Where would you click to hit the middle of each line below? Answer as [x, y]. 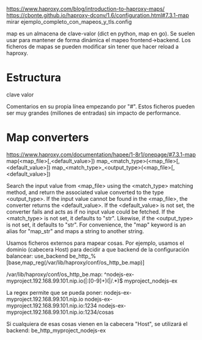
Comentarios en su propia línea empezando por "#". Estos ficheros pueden [101, 106]
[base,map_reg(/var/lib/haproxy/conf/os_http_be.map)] [75, 262]
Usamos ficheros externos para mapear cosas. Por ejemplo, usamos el [95, 243]
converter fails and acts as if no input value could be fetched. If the [91, 212]
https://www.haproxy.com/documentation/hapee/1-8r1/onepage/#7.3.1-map [101, 154]
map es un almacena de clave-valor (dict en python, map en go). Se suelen [101, 34]
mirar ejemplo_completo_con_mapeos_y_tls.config [69, 22]
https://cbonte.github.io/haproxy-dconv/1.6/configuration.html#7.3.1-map [98, 15]
